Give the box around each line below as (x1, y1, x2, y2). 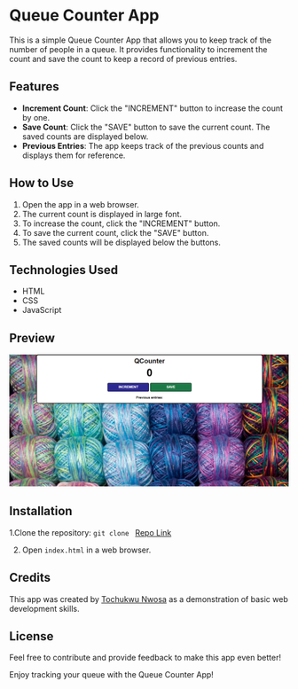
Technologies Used (9, 262, 118, 278)
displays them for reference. (21, 150, 126, 161)
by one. (21, 112, 51, 122)
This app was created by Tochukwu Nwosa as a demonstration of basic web (9, 593, 288, 604)
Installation (9, 504, 73, 519)
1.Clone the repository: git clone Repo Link (9, 527, 172, 537)
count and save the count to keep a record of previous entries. (9, 53, 238, 64)
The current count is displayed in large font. (21, 208, 183, 219)
